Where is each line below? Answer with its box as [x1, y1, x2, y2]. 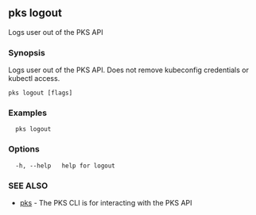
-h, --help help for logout [15, 162, 115, 170]
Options [8, 144, 40, 155]
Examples [8, 107, 48, 118]
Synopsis [8, 47, 45, 58]
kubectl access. [8, 74, 60, 83]
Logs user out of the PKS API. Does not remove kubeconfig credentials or [8, 65, 249, 75]
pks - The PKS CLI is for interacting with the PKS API [19, 198, 192, 207]
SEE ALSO [8, 180, 48, 191]
